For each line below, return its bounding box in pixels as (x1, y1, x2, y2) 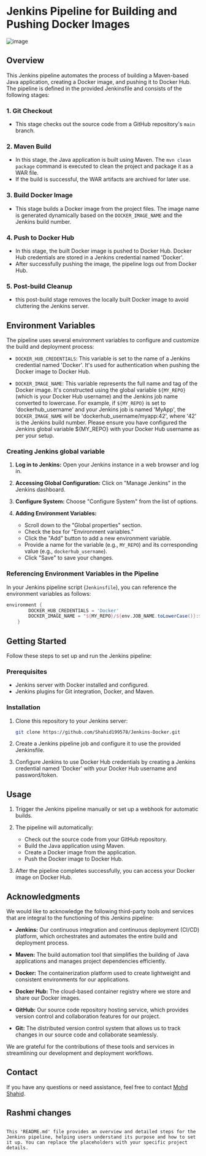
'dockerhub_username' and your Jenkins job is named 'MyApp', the (15, 406, 186, 413)
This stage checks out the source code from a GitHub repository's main (15, 121, 195, 128)
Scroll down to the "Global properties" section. (24, 522, 142, 529)
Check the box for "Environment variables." (24, 528, 134, 536)
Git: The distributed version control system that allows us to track (15, 1025, 181, 1032)
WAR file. (15, 169, 39, 177)
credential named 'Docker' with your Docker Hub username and (15, 765, 177, 772)
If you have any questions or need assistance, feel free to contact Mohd (6, 1083, 188, 1090)
